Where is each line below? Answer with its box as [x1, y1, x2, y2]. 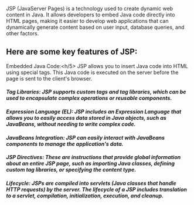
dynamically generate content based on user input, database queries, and [6, 23, 185, 31]
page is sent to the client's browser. [6, 75, 93, 82]
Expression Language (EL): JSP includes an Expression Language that [6, 108, 182, 115]
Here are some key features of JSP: [6, 47, 138, 57]
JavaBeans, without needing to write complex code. [6, 120, 136, 127]
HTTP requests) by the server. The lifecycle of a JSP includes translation [6, 186, 188, 193]
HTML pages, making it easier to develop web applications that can [6, 18, 169, 24]
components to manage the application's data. [6, 140, 124, 147]
